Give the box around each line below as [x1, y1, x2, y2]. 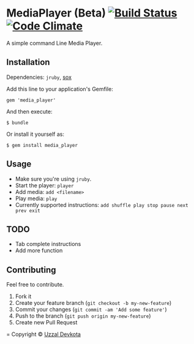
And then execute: [6, 108, 53, 115]
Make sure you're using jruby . [15, 175, 92, 182]
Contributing [6, 264, 56, 275]
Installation [6, 57, 50, 67]
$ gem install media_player [6, 142, 78, 148]
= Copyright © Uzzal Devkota [6, 331, 81, 338]
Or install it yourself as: [6, 130, 64, 138]
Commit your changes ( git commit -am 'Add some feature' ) [15, 306, 167, 313]
